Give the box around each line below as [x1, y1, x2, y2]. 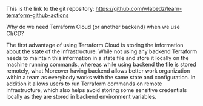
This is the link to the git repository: [6, 5, 95, 12]
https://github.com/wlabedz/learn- [95, 5, 182, 12]
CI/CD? [6, 30, 24, 37]
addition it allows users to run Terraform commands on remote [6, 80, 162, 87]
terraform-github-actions [6, 12, 69, 19]
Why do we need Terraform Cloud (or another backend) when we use [6, 24, 180, 30]
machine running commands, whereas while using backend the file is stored [6, 61, 196, 68]
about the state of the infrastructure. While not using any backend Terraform [6, 48, 198, 55]
